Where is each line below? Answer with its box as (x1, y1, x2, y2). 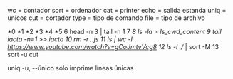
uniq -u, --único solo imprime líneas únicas (7, 64, 134, 72)
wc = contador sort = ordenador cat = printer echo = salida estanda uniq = (7, 6, 227, 14)
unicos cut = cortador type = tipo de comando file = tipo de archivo (7, 14, 205, 22)
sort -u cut (7, 50, 39, 58)
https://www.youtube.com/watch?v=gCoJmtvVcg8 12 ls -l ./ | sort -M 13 (7, 43, 219, 51)
